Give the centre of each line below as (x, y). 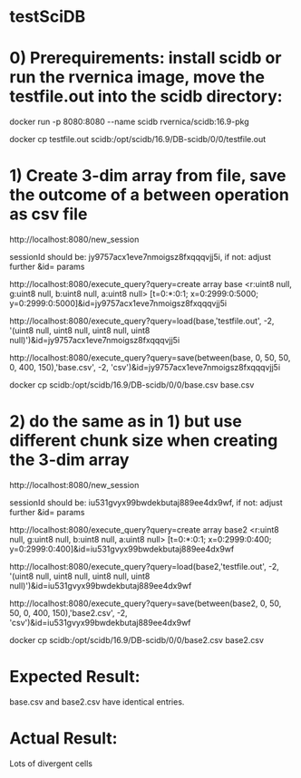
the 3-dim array (69, 460)
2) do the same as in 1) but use (126, 422)
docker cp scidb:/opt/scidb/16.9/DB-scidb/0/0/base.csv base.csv (132, 385)
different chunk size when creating (144, 441)
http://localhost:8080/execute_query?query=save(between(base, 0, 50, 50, (150, 358)
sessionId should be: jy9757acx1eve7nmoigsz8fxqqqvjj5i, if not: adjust (141, 257)
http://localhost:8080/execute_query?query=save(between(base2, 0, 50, (146, 603)
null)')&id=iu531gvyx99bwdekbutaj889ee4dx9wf (101, 586)
